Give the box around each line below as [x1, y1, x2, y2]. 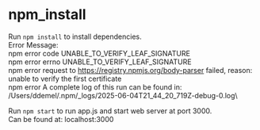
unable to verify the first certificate [8, 74, 122, 83]
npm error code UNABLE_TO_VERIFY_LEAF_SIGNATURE [8, 48, 190, 58]
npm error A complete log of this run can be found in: [8, 82, 182, 92]
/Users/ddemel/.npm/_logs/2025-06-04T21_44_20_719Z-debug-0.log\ [8, 90, 238, 100]
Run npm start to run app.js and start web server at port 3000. [8, 105, 212, 116]
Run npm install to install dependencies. [8, 32, 142, 41]
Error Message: [8, 40, 59, 49]
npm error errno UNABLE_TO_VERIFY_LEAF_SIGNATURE [8, 57, 192, 67]
